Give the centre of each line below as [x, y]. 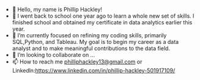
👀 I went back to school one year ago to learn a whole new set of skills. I [103, 16]
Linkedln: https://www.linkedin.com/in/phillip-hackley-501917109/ [94, 71]
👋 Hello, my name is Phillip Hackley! [57, 9]
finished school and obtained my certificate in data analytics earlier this [102, 22]
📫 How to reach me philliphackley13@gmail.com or [77, 62]
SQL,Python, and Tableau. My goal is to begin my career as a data [95, 42]
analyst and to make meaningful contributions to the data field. [91, 48]
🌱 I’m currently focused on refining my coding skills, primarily [89, 35]
